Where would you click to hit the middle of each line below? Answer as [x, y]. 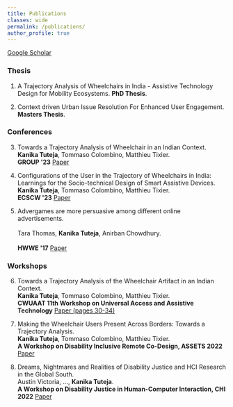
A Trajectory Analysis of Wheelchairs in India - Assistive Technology [115, 86]
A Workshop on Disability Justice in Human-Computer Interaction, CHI [121, 389]
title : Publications [37, 14]
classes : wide [28, 20]
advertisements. [40, 218]
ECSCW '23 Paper [44, 197]
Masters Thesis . [41, 114]
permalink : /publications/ [46, 26]
